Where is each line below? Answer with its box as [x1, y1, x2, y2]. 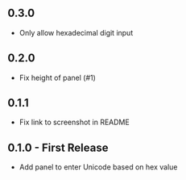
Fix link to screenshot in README [19, 117, 130, 128]
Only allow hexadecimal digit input [19, 27, 134, 37]
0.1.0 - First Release [7, 140, 109, 154]
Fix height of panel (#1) [19, 73, 96, 82]
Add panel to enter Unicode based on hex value [19, 162, 178, 172]
